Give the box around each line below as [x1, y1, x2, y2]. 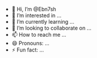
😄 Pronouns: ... [11, 40, 50, 47]
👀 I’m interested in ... [11, 12, 62, 19]
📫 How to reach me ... [11, 31, 66, 38]
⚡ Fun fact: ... [11, 46, 44, 53]
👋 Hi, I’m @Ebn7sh [11, 6, 56, 12]
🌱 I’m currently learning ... [11, 18, 75, 25]
